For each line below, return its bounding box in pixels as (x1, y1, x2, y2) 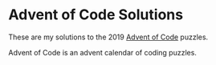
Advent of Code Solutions (8, 6, 183, 24)
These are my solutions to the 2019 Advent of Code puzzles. (8, 32, 209, 42)
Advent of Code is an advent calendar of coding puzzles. (8, 47, 197, 57)
